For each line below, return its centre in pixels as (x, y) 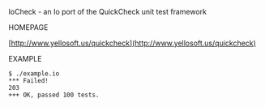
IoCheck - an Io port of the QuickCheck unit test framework (107, 12)
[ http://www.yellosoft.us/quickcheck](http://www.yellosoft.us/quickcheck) (132, 43)
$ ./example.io (34, 74)
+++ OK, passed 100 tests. (54, 95)
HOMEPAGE (28, 27)
